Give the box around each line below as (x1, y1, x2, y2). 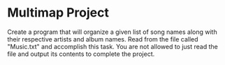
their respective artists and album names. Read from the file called (7, 35, 198, 43)
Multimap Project (7, 5, 110, 21)
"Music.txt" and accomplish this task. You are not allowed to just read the (7, 42, 219, 50)
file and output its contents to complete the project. (7, 50, 155, 58)
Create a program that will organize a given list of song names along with (7, 28, 218, 36)
